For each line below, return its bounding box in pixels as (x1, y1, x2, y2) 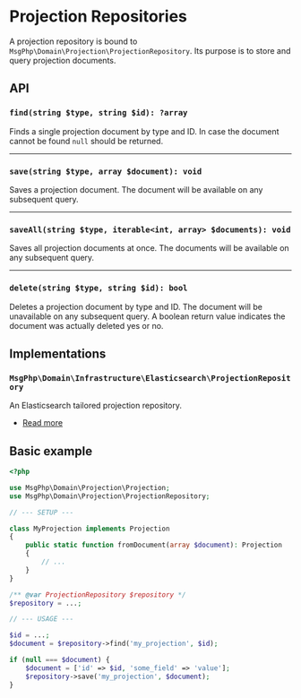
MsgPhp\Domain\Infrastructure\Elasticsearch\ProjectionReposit (9, 373, 291, 383)
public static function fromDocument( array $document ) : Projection (25, 540, 282, 550)
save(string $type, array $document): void (9, 166, 202, 177)
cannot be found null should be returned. (9, 135, 164, 146)
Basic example (9, 444, 92, 459)
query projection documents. (9, 55, 116, 65)
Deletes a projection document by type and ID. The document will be (9, 301, 262, 312)
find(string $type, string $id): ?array (9, 108, 188, 118)
